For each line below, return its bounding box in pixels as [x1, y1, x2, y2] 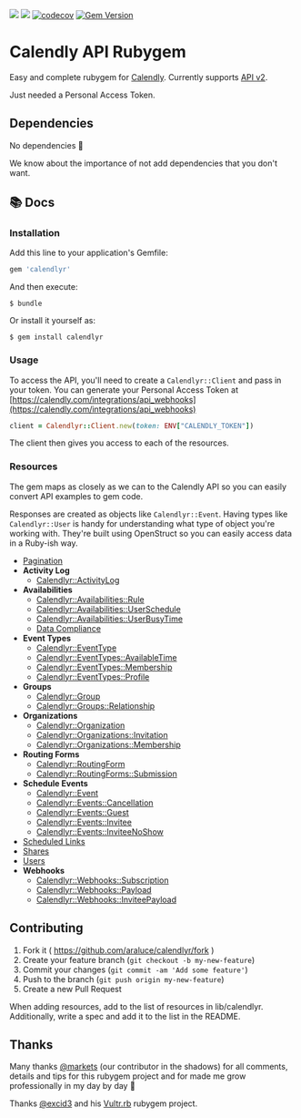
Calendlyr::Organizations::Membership [35, 739, 181, 750]
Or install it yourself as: [9, 315, 95, 326]
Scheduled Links [22, 836, 85, 846]
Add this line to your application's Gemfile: [9, 247, 168, 259]
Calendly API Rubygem [9, 42, 186, 63]
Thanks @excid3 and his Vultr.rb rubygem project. [9, 1098, 198, 1109]
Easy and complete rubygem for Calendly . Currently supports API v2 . [9, 71, 268, 82]
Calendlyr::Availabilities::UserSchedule [35, 603, 182, 614]
